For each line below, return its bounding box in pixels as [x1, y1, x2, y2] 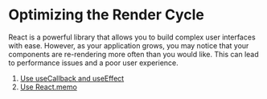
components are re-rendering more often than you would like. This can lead [8, 49, 259, 59]
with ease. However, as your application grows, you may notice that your [8, 40, 249, 50]
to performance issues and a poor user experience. [8, 58, 179, 68]
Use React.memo [19, 82, 78, 92]
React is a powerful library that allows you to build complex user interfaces [8, 32, 256, 42]
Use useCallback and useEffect [19, 73, 125, 83]
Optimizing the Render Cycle [8, 6, 205, 24]
